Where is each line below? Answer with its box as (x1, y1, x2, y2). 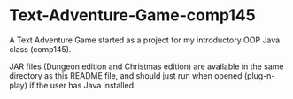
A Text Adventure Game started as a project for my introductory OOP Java (9, 34, 281, 45)
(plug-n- (243, 70, 275, 80)
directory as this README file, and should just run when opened (9, 70, 243, 80)
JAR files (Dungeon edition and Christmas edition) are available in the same (9, 61, 285, 72)
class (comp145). (9, 43, 72, 54)
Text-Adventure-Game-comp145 (9, 5, 256, 26)
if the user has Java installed (29, 80, 135, 90)
